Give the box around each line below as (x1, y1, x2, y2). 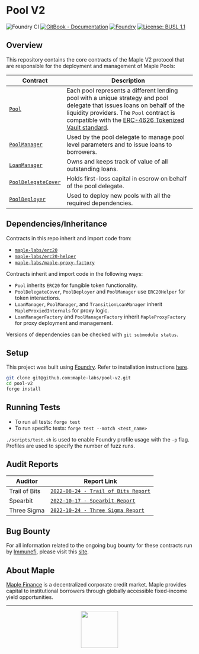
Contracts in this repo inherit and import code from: (6, 234, 132, 241)
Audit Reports (6, 459, 59, 469)
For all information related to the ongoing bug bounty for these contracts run (6, 542, 192, 549)
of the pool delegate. (66, 182, 124, 190)
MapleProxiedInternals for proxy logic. (14, 307, 110, 314)
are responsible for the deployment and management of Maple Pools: (6, 62, 176, 69)
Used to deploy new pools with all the (66, 191, 171, 199)
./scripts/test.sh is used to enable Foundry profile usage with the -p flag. (6, 436, 190, 443)
